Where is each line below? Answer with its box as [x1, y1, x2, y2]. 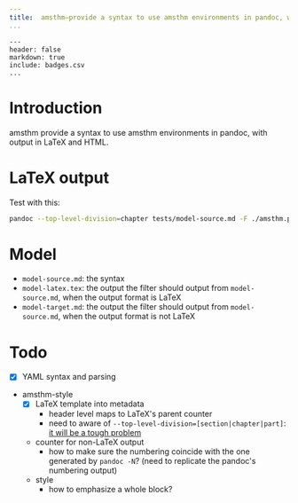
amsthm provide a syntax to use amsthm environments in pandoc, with [9, 127, 268, 138]
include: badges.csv [9, 60, 86, 69]
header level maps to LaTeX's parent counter [48, 409, 213, 420]
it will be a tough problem [48, 428, 142, 438]
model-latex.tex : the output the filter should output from [21, 283, 229, 294]
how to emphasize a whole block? [48, 484, 173, 495]
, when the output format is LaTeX [58, 292, 182, 303]
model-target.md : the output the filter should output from [21, 302, 229, 312]
